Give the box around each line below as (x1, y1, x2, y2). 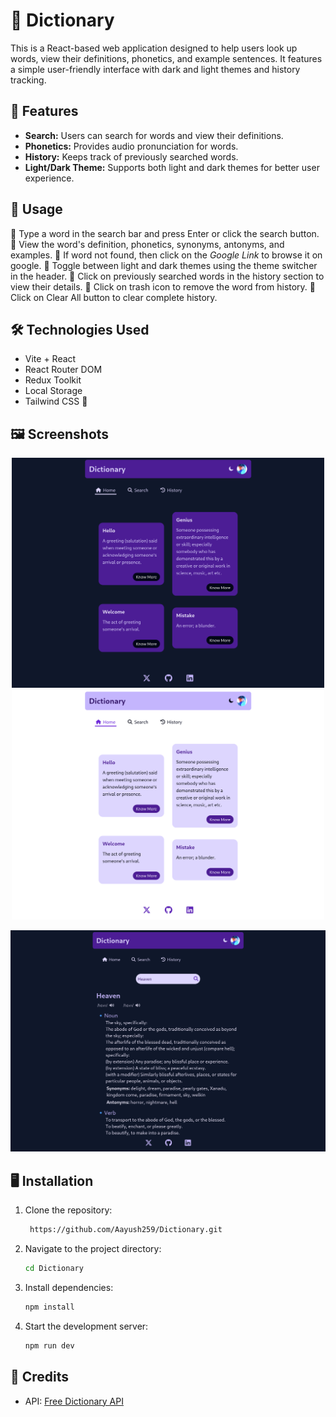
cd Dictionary (24, 1264, 84, 1274)
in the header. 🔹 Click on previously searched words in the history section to (10, 270, 325, 282)
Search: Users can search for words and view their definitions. (24, 129, 284, 141)
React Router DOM (24, 364, 103, 376)
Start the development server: (24, 1320, 149, 1332)
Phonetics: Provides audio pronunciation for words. (24, 140, 239, 152)
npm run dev (24, 1340, 75, 1351)
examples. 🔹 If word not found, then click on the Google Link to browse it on (10, 249, 323, 261)
